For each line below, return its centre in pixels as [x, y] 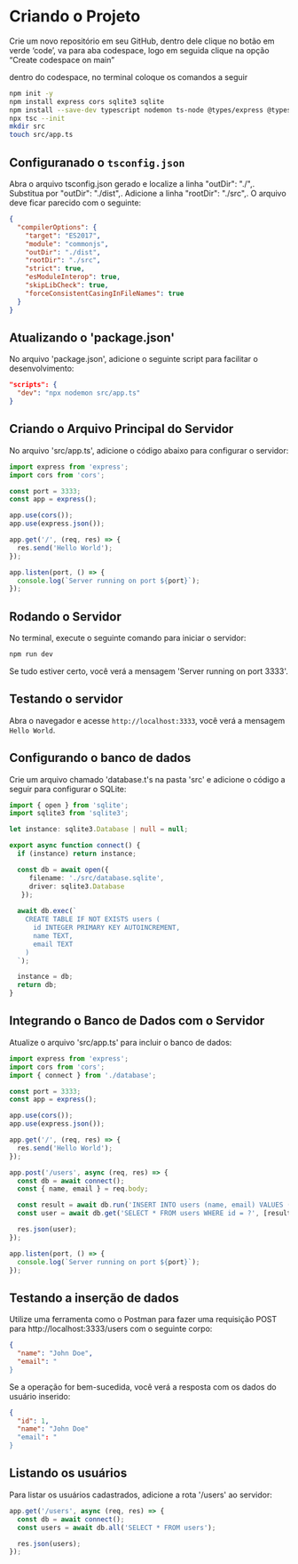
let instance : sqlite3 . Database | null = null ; [99, 830]
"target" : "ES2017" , [63, 236]
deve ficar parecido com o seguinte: [75, 203]
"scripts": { [33, 385]
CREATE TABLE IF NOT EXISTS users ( [93, 919]
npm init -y [31, 93]
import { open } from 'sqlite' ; [69, 805]
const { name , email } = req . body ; [83, 1189]
